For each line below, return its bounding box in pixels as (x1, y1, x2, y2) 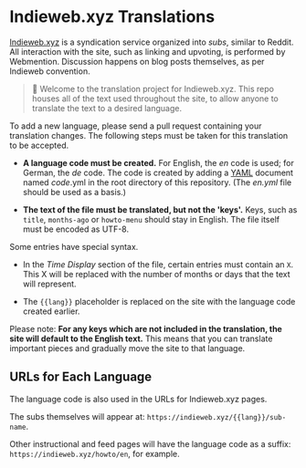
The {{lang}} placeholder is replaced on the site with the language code (22, 296, 296, 307)
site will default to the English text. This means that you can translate (9, 333, 273, 344)
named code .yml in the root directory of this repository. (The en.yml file (22, 176, 292, 188)
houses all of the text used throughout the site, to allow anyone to (31, 93, 279, 104)
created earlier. (22, 306, 80, 317)
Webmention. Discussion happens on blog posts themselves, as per (9, 56, 265, 67)
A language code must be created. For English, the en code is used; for (22, 157, 294, 168)
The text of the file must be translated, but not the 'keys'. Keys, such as (22, 203, 298, 215)
